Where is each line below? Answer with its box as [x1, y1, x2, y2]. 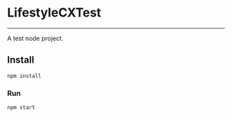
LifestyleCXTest [7, 5, 101, 21]
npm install [7, 72, 41, 79]
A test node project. [7, 34, 64, 42]
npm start [7, 104, 36, 111]
